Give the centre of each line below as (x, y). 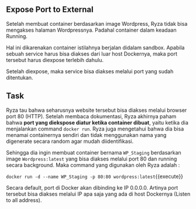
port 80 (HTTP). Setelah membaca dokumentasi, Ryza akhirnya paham (91, 116)
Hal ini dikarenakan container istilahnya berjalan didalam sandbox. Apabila (95, 47)
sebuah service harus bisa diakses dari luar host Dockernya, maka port (92, 54)
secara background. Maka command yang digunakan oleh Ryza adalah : (93, 165)
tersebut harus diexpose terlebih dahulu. (55, 60)
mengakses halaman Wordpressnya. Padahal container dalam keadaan (91, 30)
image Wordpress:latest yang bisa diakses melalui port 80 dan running (92, 159)
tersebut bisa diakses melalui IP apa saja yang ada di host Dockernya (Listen (98, 194)
